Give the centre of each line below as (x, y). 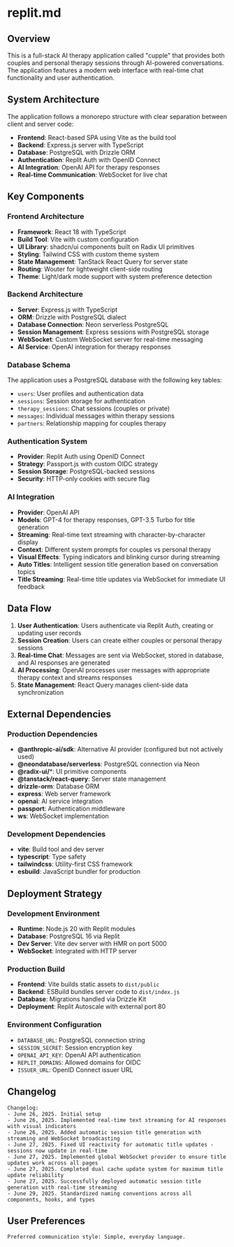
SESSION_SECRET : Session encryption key (75, 1047)
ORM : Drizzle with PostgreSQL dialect (72, 317)
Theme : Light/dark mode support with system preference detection (115, 276)
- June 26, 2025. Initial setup (54, 1114)
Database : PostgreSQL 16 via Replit (68, 936)
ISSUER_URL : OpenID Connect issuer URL (75, 1069)
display (28, 542)
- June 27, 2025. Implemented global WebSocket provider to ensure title (117, 1157)
